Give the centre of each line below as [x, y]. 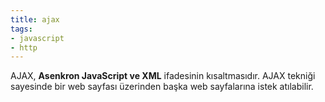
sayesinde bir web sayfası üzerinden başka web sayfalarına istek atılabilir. [162, 87]
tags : [21, 29]
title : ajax [35, 19]
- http [24, 47]
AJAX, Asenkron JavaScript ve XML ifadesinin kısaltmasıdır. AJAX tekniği [163, 76]
